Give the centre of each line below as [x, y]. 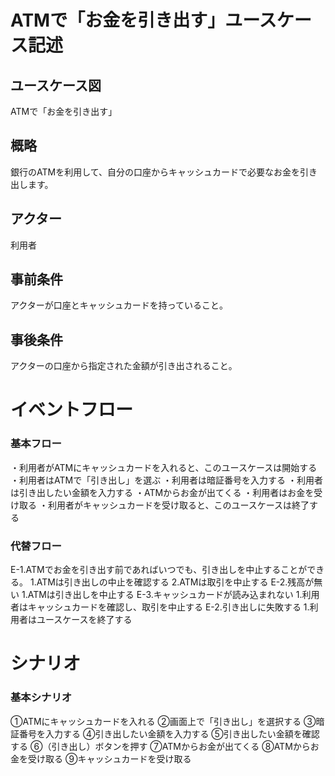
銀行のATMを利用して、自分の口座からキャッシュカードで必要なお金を [155, 172]
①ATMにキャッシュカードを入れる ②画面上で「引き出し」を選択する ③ [163, 721]
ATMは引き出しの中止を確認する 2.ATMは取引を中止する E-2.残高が [175, 582]
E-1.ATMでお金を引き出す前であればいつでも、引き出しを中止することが [159, 570]
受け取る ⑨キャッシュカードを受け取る [109, 758]
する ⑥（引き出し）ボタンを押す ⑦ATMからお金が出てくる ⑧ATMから [160, 746]
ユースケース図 [56, 85]
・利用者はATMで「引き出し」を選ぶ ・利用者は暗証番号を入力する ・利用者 [167, 480]
